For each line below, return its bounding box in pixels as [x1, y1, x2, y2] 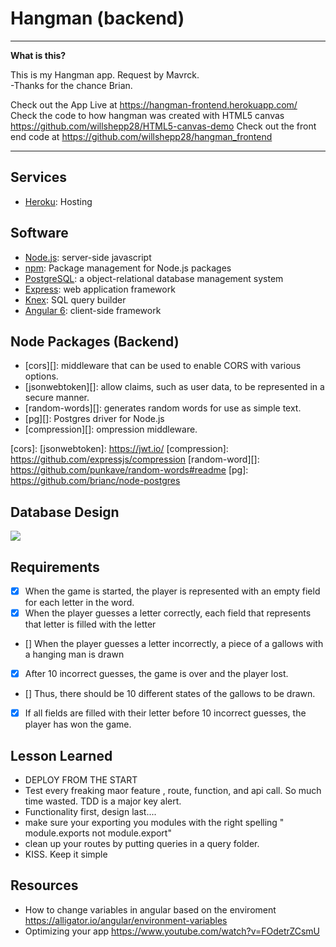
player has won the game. [24, 718, 132, 731]
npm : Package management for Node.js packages [24, 262, 232, 274]
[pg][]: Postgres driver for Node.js [24, 413, 165, 425]
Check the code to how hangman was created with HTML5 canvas [10, 109, 285, 121]
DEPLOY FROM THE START [24, 774, 138, 786]
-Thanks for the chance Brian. [10, 79, 133, 91]
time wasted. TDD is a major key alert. [24, 795, 182, 807]
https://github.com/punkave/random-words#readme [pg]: [10, 464, 249, 476]
